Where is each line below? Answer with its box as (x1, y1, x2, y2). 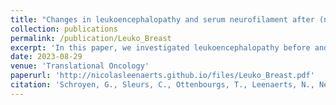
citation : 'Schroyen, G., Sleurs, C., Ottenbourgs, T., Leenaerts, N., (10, 80, 315, 90)
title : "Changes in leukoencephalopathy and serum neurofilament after (10, 14, 315, 25)
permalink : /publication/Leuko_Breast (10, 33, 172, 43)
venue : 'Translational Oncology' (10, 61, 150, 71)
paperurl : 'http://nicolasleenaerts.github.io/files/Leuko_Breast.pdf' (10, 71, 315, 81)
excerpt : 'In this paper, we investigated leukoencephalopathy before (10, 42, 311, 53)
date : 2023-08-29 (10, 52, 83, 62)
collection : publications (10, 24, 118, 34)
